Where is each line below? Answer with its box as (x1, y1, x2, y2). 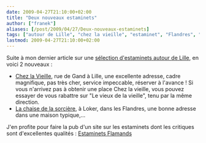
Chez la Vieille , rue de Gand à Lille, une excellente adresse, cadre (15, 73, 181, 79)
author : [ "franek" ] (6, 20, 56, 26)
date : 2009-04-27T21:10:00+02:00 (6, 9, 92, 15)
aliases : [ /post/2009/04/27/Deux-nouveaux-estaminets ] (6, 26, 150, 32)
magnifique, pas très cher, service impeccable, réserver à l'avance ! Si (15, 79, 194, 86)
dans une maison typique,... (15, 111, 86, 119)
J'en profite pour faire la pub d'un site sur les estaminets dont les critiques (6, 123, 194, 130)
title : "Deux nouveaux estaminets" (6, 15, 97, 21)
